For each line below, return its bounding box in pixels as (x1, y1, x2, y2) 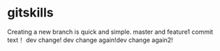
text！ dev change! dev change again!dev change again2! (7, 36, 173, 44)
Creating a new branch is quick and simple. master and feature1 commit (7, 28, 214, 36)
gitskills (7, 5, 54, 21)
